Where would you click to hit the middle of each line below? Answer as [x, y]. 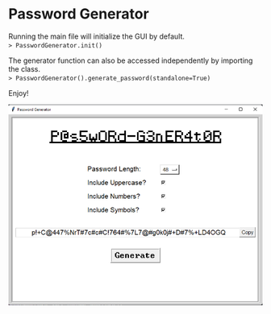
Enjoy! [19, 93]
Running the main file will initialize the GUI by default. [97, 36]
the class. [25, 68]
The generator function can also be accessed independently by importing [131, 60]
